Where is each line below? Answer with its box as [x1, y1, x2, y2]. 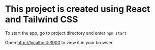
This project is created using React [5, 3, 150, 15]
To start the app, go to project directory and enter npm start [5, 30, 127, 36]
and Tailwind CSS [5, 14, 78, 25]
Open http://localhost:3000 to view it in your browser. [5, 39, 114, 45]
